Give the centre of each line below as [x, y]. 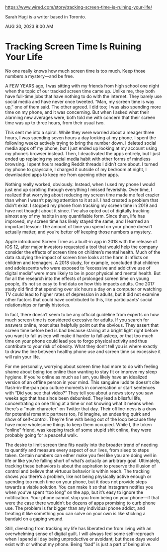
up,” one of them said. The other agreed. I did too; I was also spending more [83, 107]
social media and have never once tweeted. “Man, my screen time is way [80, 101]
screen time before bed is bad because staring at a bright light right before [82, 330]
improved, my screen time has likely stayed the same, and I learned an [77, 221]
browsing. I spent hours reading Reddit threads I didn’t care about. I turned [82, 164]
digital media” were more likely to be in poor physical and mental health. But [83, 273]
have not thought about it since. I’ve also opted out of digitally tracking [78, 210]
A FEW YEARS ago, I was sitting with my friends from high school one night [82, 86]
